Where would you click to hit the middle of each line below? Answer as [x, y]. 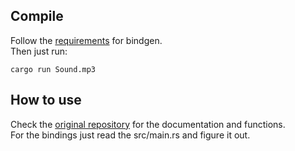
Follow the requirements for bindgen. [86, 40]
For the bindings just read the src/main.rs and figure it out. [130, 135]
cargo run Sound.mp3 [53, 69]
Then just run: [39, 51]
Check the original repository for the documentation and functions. [148, 124]
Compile [37, 16]
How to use [46, 100]
